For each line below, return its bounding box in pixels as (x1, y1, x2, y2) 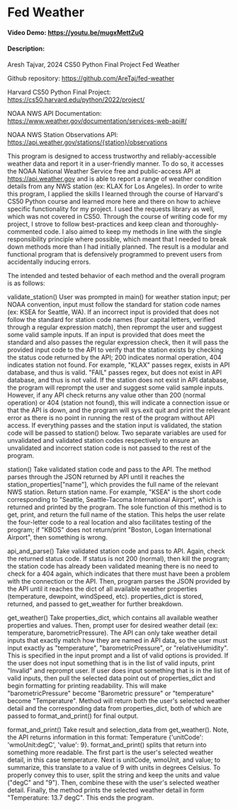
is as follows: (7, 279, 45, 287)
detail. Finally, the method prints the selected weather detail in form (7, 786, 204, 794)
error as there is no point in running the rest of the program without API (7, 413, 215, 422)
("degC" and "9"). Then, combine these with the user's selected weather (7, 778, 220, 786)
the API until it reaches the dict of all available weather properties (7, 584, 198, 593)
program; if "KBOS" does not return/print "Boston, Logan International (7, 525, 212, 534)
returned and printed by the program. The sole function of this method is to (7, 503, 227, 511)
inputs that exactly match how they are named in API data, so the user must (7, 636, 228, 644)
